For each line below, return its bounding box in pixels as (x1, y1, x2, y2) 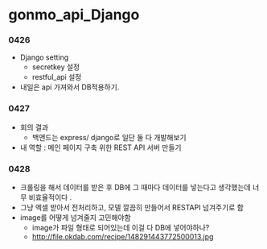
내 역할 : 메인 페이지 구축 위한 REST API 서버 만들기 (19, 143, 182, 152)
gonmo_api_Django (8, 6, 140, 24)
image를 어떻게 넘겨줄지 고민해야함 (19, 213, 131, 222)
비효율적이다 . (28, 193, 72, 202)
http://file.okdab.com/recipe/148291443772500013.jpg (31, 232, 214, 242)
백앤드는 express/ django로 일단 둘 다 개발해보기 (31, 132, 187, 142)
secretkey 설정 (31, 62, 80, 72)
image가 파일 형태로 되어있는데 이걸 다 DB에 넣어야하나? (31, 223, 210, 233)
